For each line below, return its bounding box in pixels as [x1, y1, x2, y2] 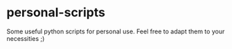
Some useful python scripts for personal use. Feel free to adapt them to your [6, 27, 225, 35]
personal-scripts [6, 5, 105, 20]
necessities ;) [6, 34, 45, 42]
